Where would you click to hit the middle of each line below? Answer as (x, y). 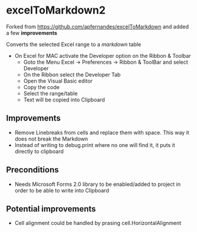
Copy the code (42, 87)
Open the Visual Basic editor (58, 81)
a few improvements (32, 32)
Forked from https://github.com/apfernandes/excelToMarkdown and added (98, 27)
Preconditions (32, 170)
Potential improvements (51, 209)
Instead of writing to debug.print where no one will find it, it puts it (95, 145)
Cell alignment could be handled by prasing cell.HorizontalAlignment (98, 223)
